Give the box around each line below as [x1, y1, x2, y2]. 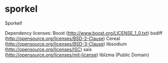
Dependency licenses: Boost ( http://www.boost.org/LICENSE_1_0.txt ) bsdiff [5, 30, 163, 36]
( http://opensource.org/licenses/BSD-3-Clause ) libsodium [5, 40, 127, 47]
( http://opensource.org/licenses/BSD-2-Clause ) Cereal [5, 35, 121, 41]
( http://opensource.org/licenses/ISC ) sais [5, 46, 92, 52]
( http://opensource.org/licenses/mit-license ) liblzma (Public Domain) [5, 52, 149, 58]
